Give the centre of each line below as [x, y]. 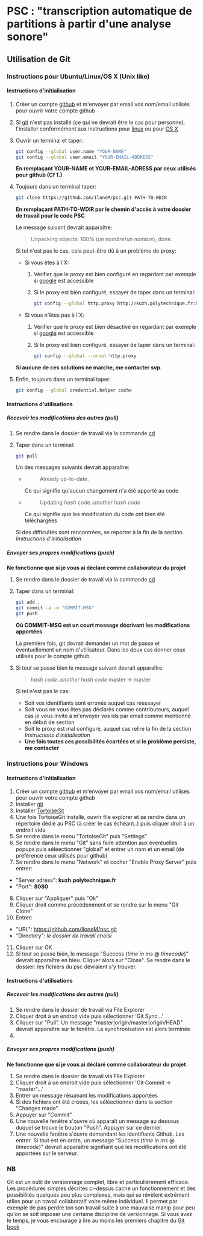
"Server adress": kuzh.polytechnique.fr [66, 880]
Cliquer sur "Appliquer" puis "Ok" [57, 898]
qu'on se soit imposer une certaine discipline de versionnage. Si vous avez [99, 1214]
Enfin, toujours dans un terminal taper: [63, 380]
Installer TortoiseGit [40, 811]
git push [27, 614]
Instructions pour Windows [48, 763]
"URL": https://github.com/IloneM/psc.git [66, 930]
